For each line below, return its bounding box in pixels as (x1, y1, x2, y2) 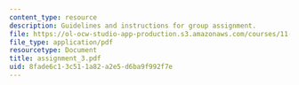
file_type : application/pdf (9, 37, 114, 47)
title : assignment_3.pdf (9, 54, 101, 63)
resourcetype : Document (9, 46, 98, 55)
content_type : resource (9, 12, 98, 22)
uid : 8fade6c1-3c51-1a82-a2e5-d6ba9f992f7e (9, 63, 174, 72)
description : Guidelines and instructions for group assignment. (9, 21, 256, 30)
